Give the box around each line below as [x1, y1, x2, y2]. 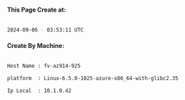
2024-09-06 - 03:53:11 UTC [7, 27, 84, 34]
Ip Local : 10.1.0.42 [7, 88, 72, 95]
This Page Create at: [7, 5, 66, 14]
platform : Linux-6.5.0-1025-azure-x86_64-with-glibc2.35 [7, 75, 179, 82]
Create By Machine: [7, 41, 65, 49]
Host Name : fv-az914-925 [7, 62, 81, 70]
